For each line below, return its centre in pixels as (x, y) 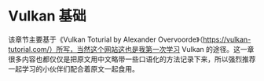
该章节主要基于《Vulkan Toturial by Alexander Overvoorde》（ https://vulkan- (130, 39)
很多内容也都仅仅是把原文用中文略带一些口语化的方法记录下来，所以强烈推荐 (132, 59)
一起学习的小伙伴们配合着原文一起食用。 (73, 68)
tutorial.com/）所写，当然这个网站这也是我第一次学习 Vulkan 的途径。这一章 (131, 49)
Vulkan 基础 (47, 16)
